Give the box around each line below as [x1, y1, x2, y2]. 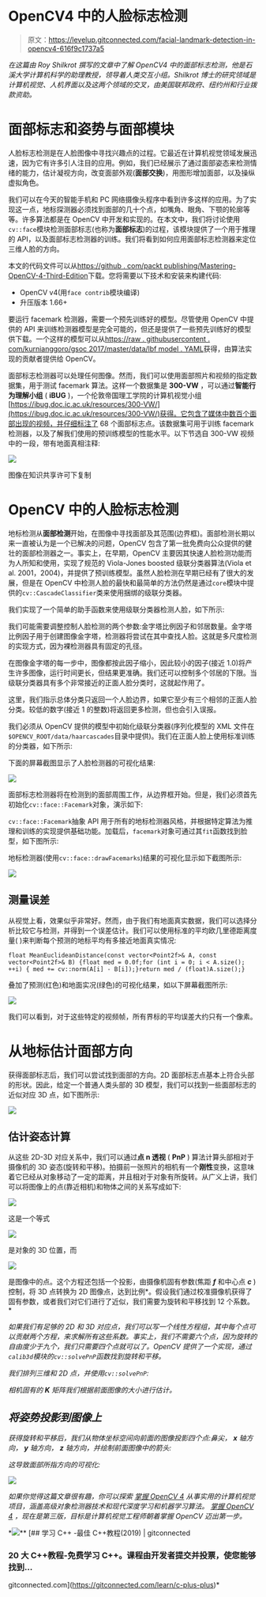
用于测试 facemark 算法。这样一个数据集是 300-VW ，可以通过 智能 [28, 381, 249, 390]
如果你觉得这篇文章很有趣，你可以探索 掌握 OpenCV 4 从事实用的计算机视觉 [8, 1492, 256, 1501]
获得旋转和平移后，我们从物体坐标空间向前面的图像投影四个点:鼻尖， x [8, 1433, 238, 1443]
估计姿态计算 [8, 1129, 71, 1144]
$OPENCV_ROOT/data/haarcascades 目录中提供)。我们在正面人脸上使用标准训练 [8, 731, 255, 741]
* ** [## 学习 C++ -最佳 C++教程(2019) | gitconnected [8, 1528, 191, 1538]
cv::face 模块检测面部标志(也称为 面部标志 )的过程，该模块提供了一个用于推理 [8, 224, 257, 233]
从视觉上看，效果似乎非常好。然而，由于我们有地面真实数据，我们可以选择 [8, 916, 250, 925]
